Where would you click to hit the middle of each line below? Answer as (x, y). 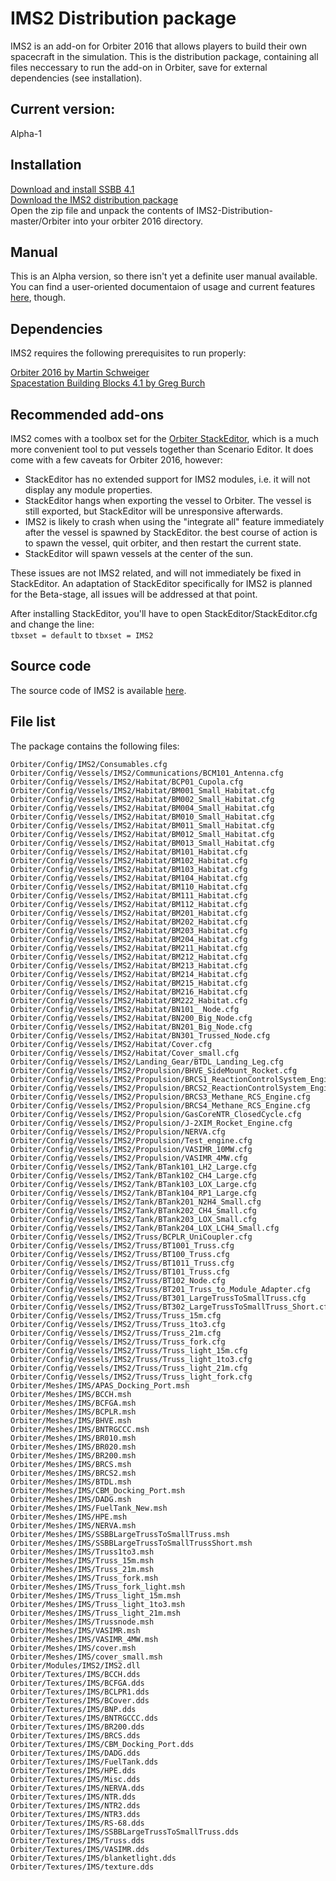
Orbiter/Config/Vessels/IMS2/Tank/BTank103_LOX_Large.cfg (133, 1184)
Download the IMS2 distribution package (94, 199)
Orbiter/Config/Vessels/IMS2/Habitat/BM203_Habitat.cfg (129, 930)
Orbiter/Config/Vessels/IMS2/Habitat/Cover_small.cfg (125, 1053)
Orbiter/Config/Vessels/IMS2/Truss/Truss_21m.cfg (116, 1333)
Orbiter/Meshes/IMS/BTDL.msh (71, 1482)
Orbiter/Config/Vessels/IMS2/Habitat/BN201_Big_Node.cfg (131, 1027)
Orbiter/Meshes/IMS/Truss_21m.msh (82, 1569)
